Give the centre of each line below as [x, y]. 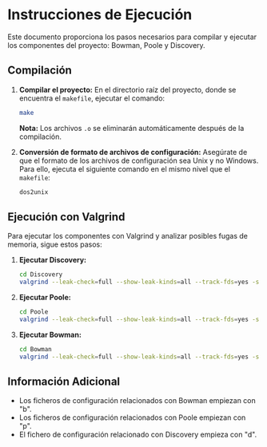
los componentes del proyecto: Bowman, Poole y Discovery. [106, 45]
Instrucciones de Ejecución [100, 15]
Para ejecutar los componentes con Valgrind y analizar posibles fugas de [128, 236]
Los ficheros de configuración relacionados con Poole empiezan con [132, 417]
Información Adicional [64, 381]
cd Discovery [41, 275]
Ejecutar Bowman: [50, 334]
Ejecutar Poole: [45, 298]
